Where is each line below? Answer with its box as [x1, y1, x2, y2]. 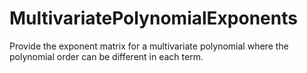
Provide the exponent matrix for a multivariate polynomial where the [9, 40, 289, 52]
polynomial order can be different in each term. [9, 50, 204, 62]
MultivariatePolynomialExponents [9, 7, 298, 30]
